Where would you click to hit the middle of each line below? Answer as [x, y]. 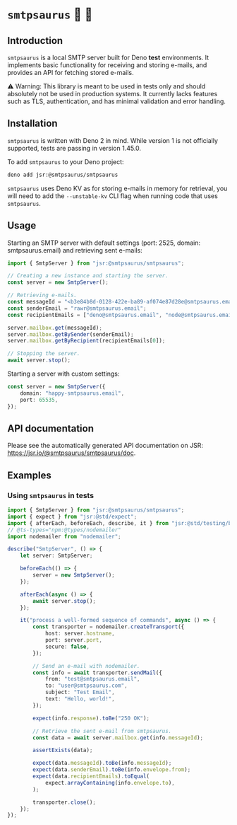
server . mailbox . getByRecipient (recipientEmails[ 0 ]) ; [86, 341]
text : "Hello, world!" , [80, 699]
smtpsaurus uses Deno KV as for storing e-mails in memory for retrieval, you [117, 188]
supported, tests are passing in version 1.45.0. [74, 148]
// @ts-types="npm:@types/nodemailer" [64, 530]
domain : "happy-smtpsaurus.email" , [72, 393]
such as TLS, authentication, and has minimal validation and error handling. [116, 101]
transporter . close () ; [65, 802]
